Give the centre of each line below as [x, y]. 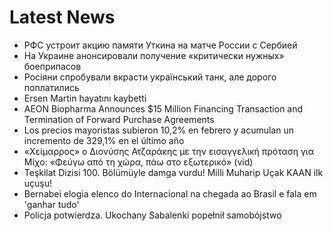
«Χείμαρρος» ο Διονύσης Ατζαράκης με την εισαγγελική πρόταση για [169, 151]
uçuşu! [38, 183]
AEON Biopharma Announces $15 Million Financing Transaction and [163, 108]
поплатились [51, 87]
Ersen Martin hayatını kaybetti [85, 98]
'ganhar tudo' [51, 204]
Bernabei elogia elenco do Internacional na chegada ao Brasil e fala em [170, 193]
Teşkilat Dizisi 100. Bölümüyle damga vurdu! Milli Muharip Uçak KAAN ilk [173, 172]
